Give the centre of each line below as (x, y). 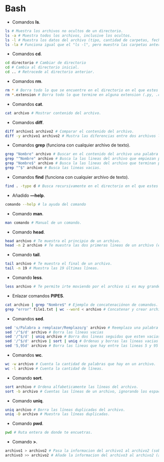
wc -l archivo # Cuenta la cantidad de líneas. (54, 368)
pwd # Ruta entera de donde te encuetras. (49, 433)
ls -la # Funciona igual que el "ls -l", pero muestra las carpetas (76, 44)
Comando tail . (26, 255)
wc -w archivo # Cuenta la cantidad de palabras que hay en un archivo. (81, 364)
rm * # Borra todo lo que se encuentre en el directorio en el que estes (82, 90)
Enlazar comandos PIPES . (38, 295)
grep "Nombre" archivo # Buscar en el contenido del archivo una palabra (82, 154)
